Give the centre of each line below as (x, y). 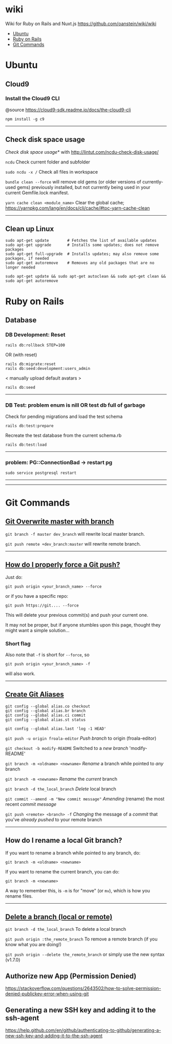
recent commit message (31, 804)
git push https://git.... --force (42, 605)
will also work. (20, 674)
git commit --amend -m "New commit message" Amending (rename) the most (85, 799)
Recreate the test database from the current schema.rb (63, 435)
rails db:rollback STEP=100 (35, 345)
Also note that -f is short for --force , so (47, 655)
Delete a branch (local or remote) (59, 917)
